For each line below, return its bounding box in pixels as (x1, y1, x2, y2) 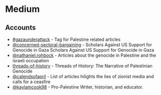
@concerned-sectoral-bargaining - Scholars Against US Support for (12, 42, 153, 48)
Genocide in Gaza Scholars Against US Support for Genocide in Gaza (12, 47, 155, 53)
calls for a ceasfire (12, 79, 51, 85)
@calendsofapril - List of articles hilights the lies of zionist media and (12, 74, 154, 79)
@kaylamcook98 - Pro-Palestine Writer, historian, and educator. (12, 84, 143, 90)
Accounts (5, 23, 36, 32)
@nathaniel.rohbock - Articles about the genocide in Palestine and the (12, 52, 157, 58)
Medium (5, 3, 40, 15)
